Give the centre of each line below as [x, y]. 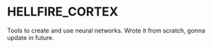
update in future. [31, 37]
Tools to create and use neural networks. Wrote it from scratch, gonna [106, 30]
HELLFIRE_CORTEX [63, 12]
